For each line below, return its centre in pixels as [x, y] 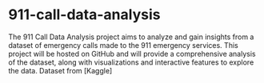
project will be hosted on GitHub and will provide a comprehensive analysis [132, 53]
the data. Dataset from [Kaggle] [60, 70]
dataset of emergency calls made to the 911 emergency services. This [123, 45]
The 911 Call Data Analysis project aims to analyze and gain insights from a [131, 37]
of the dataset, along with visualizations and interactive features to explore [131, 62]
